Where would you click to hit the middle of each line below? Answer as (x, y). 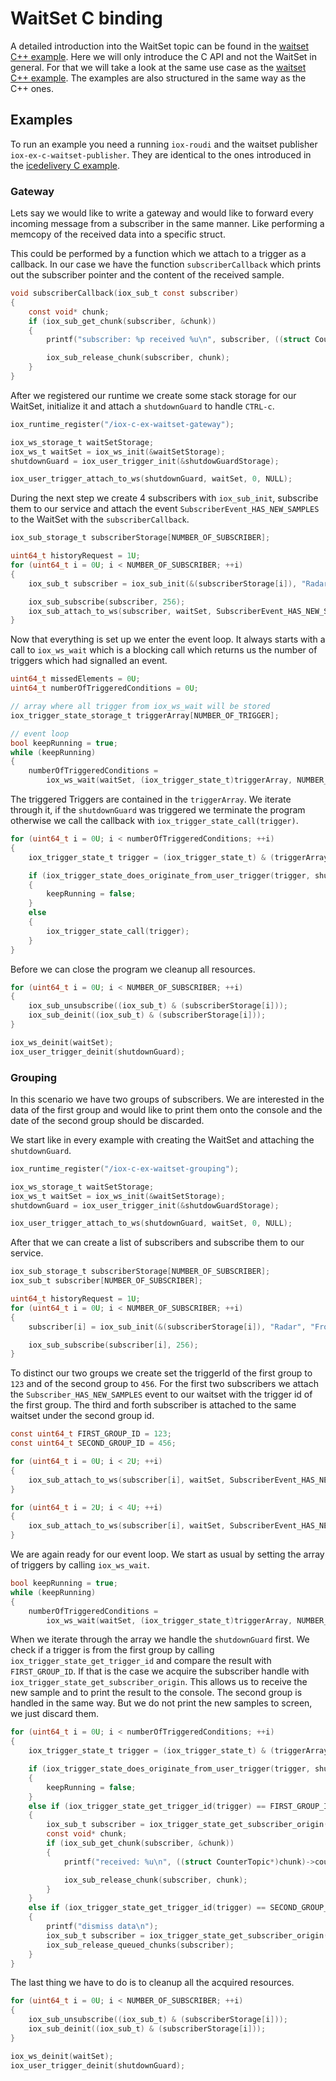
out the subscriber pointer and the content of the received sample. (147, 275)
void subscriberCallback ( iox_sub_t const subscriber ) (125, 293)
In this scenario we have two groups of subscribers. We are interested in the (167, 1099)
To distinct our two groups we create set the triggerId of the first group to (161, 1373)
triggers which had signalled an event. (89, 661)
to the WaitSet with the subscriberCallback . (100, 519)
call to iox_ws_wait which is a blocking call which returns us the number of (164, 650)
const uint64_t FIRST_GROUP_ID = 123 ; (91, 1434)
